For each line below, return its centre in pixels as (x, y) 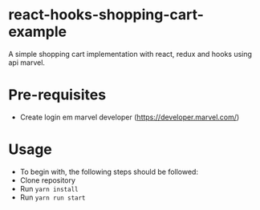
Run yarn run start (53, 197)
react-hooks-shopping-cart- (106, 15)
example (38, 32)
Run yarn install (49, 188)
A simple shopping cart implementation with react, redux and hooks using (130, 54)
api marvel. (27, 63)
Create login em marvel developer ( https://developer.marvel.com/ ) (130, 117)
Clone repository (48, 180)
